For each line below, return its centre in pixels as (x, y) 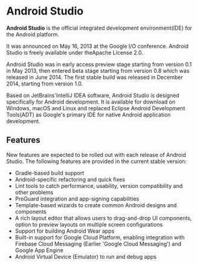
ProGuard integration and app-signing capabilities (77, 199)
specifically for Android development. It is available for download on (91, 102)
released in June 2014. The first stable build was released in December (94, 77)
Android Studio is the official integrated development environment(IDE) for (99, 28)
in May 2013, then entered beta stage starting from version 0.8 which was (98, 70)
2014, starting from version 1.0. (45, 84)
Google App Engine (39, 250)
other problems (34, 192)
